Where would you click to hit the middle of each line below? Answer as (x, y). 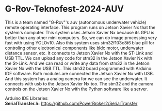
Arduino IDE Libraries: (27, 98)
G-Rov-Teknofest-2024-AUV (65, 9)
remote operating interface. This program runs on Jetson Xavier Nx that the (80, 27)
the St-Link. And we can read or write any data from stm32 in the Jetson (77, 63)
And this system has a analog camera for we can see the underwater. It (76, 79)
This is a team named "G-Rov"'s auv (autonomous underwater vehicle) (76, 22)
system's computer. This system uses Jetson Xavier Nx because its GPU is (80, 32)
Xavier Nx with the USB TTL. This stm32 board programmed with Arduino (78, 68)
